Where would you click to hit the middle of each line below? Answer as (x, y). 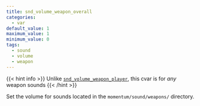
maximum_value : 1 (28, 34)
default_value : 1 (28, 28)
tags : (13, 45)
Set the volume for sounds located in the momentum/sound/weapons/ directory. (100, 96)
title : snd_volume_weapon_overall (49, 12)
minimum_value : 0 (28, 39)
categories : (21, 17)
